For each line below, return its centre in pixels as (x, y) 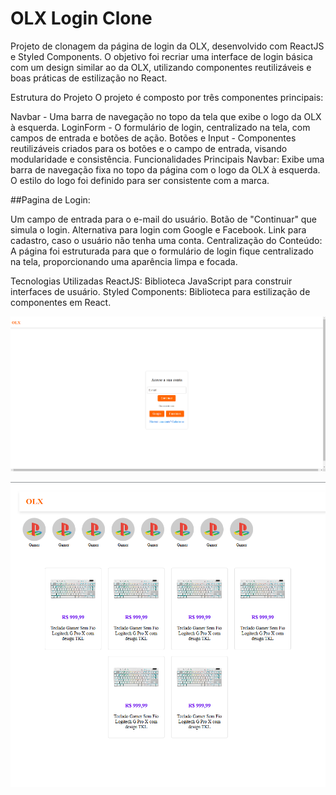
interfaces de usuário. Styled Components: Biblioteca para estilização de (160, 291)
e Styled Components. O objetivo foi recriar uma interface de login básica (161, 56)
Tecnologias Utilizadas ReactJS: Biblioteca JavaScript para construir (151, 281)
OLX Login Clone (81, 18)
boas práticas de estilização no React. (89, 78)
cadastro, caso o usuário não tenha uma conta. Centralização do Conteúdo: (166, 240)
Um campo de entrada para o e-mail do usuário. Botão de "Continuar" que (163, 219)
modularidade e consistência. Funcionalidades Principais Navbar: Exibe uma (167, 159)
